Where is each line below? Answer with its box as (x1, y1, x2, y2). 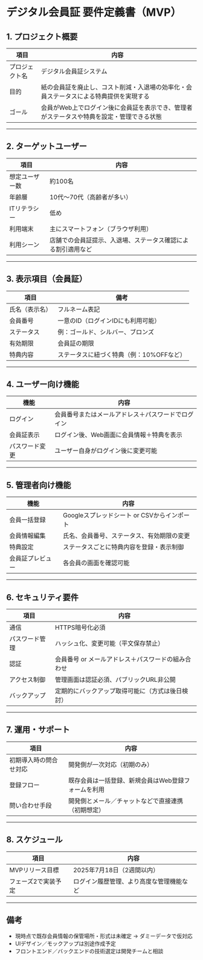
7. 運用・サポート (6, 725, 70, 735)
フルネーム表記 (57, 305, 100, 313)
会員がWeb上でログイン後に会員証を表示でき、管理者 (40, 103, 193, 112)
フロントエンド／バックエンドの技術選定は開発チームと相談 (14, 947, 164, 955)
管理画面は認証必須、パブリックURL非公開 (54, 675, 176, 684)
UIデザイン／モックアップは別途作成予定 (14, 939, 116, 947)
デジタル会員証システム (40, 67, 108, 76)
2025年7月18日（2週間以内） (73, 866, 159, 874)
